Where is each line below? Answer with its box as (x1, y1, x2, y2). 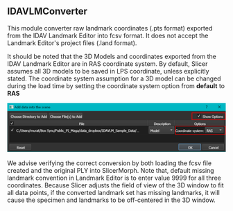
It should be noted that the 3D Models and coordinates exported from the (7, 52, 216, 60)
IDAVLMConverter (7, 6, 88, 17)
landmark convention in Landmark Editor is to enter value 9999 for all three (7, 174, 222, 182)
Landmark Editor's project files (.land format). (7, 38, 137, 47)
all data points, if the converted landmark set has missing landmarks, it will (7, 188, 220, 196)
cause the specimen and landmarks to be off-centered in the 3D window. (7, 196, 216, 204)
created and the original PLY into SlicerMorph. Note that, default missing (7, 166, 214, 174)
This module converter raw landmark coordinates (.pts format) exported (7, 24, 213, 32)
